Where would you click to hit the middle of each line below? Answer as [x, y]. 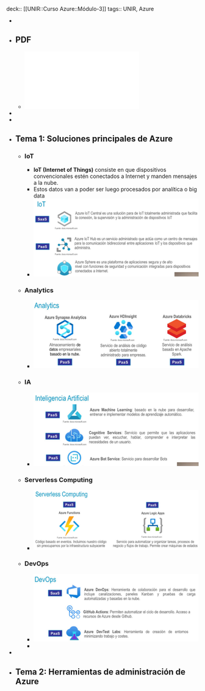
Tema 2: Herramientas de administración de [100, 672]
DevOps [36, 564]
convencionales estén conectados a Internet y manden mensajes [115, 176]
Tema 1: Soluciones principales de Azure [94, 139]
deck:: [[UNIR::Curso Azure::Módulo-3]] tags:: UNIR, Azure [80, 9]
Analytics [39, 290]
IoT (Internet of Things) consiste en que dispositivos [100, 169]
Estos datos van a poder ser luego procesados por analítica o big [115, 189]
